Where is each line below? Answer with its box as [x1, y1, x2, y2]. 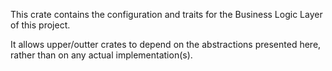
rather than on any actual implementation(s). [10, 49, 193, 61]
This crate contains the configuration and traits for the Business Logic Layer [10, 9, 323, 20]
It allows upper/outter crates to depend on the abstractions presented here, [10, 39, 322, 50]
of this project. [10, 19, 71, 31]
